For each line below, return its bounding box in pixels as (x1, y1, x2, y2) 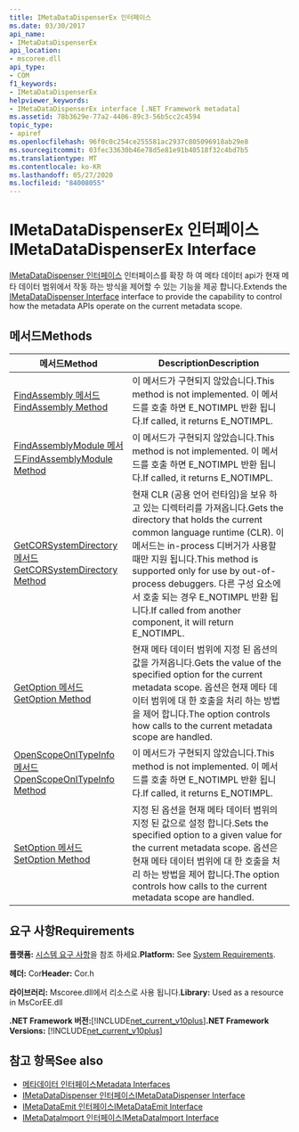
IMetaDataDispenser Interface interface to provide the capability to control (9, 291, 283, 302)
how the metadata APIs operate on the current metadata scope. (9, 300, 243, 312)
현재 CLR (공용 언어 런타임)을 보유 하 (132, 488, 278, 500)
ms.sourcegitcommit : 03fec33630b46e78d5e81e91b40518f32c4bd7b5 (9, 145, 249, 154)
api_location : (9, 46, 62, 55)
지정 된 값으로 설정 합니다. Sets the (132, 816, 269, 829)
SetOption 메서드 (13, 841, 83, 854)
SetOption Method (13, 853, 91, 865)
